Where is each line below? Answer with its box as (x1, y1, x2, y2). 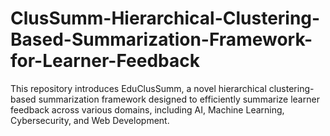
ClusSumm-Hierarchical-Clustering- (10, 7, 321, 30)
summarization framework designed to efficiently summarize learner (38, 93, 320, 105)
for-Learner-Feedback (10, 50, 200, 72)
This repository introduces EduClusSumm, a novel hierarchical (10, 82, 267, 94)
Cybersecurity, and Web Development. (10, 114, 170, 126)
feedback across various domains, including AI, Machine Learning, (10, 103, 285, 116)
